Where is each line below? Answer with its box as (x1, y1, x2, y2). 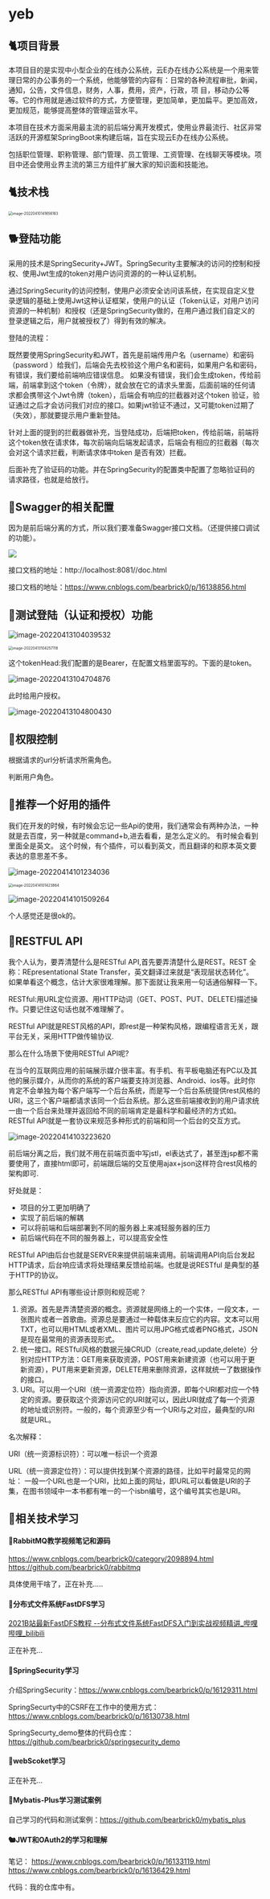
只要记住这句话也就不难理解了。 (22, 1004, 129, 1014)
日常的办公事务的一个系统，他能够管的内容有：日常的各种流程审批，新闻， (14, 76, 262, 84)
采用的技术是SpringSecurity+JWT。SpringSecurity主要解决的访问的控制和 (8, 258, 254, 268)
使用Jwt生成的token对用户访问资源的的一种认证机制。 (22, 269, 201, 278)
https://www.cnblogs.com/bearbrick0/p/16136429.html (8, 1866, 190, 1876)
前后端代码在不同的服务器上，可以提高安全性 (19, 1233, 169, 1242)
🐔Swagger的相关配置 (8, 500, 115, 515)
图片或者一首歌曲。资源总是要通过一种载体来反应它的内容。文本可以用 (27, 1314, 260, 1323)
